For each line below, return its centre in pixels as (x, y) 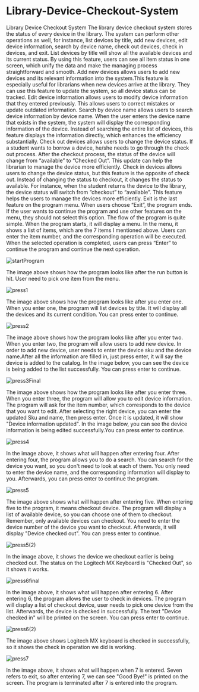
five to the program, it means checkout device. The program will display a (96, 508)
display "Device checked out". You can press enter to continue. (83, 533)
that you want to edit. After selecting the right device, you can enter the (94, 411)
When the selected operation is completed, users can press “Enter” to (92, 243)
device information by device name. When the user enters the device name (98, 116)
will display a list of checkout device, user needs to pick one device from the (100, 605)
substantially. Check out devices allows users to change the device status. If (99, 141)
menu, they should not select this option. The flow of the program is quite (96, 217)
